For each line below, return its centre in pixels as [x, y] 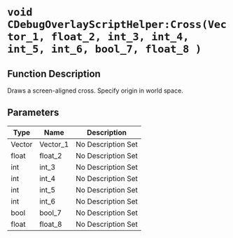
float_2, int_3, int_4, [120, 37]
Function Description [54, 73]
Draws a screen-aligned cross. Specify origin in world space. [95, 91]
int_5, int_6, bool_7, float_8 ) [105, 49]
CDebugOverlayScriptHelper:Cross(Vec [117, 25]
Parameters [33, 113]
